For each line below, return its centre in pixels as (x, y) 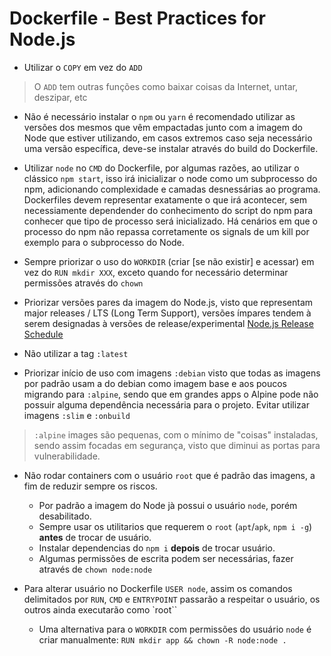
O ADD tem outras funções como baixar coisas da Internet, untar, (165, 86)
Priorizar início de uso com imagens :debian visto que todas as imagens (172, 373)
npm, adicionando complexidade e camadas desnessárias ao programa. (172, 189)
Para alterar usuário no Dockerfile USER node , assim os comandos (158, 588)
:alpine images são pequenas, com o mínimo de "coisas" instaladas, (176, 434)
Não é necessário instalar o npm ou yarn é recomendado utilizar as (159, 116)
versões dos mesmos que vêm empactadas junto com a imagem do (163, 127)
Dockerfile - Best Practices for (137, 18)
